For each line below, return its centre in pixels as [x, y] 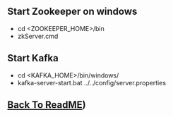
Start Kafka [33, 58]
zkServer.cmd [38, 36]
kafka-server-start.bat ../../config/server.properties [92, 82]
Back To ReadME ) [47, 105]
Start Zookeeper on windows [72, 12]
